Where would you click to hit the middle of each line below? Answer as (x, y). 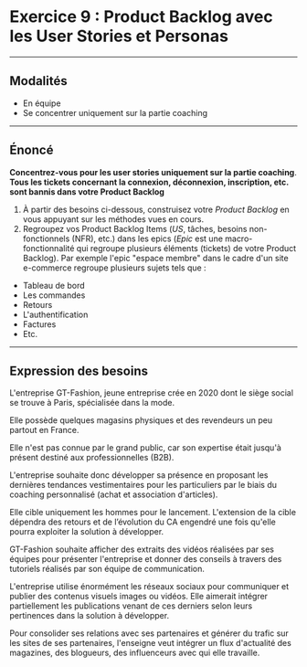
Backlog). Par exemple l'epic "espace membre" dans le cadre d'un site (156, 258)
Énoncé (32, 150)
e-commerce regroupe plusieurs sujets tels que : (115, 268)
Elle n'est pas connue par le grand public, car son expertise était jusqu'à (145, 448)
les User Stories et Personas (119, 36)
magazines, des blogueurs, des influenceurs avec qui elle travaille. (135, 653)
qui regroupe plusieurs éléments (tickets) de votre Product (186, 248)
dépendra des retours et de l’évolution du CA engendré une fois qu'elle (143, 522)
